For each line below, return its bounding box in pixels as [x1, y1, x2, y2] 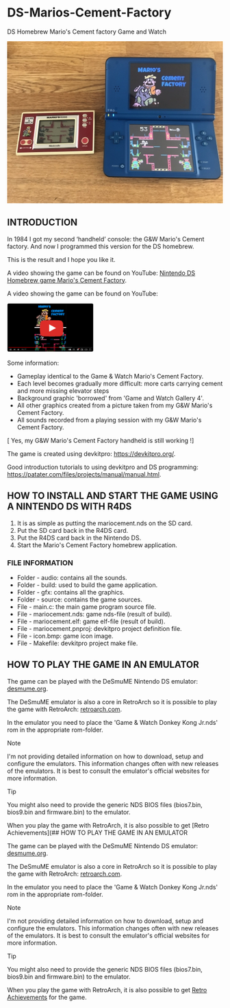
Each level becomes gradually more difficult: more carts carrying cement [16, 379, 223, 387]
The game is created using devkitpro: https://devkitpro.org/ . [7, 449, 176, 457]
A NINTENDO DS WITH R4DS [7, 501, 132, 512]
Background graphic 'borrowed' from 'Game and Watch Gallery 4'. [16, 394, 204, 402]
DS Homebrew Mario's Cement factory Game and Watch [7, 27, 166, 36]
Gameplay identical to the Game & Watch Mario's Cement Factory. [16, 372, 204, 380]
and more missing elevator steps [16, 386, 110, 395]
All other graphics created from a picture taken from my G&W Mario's [16, 401, 213, 409]
